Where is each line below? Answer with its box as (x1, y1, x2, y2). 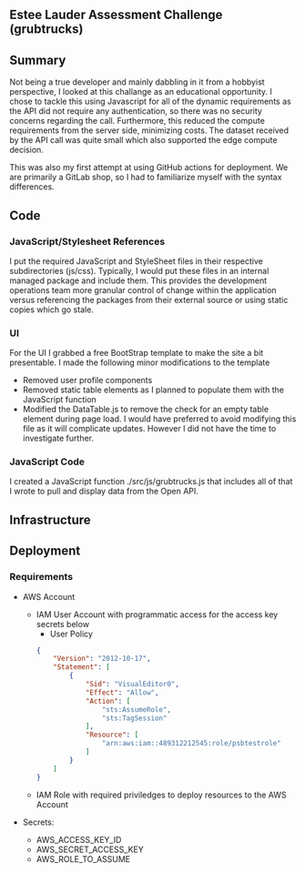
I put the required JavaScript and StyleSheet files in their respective (9, 255, 264, 267)
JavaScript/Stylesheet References (9, 235, 166, 248)
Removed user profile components (22, 375, 153, 386)
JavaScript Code (9, 455, 85, 468)
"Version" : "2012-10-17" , (53, 655, 152, 664)
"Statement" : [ (53, 663, 111, 672)
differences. (9, 181, 55, 192)
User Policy (49, 628, 94, 639)
